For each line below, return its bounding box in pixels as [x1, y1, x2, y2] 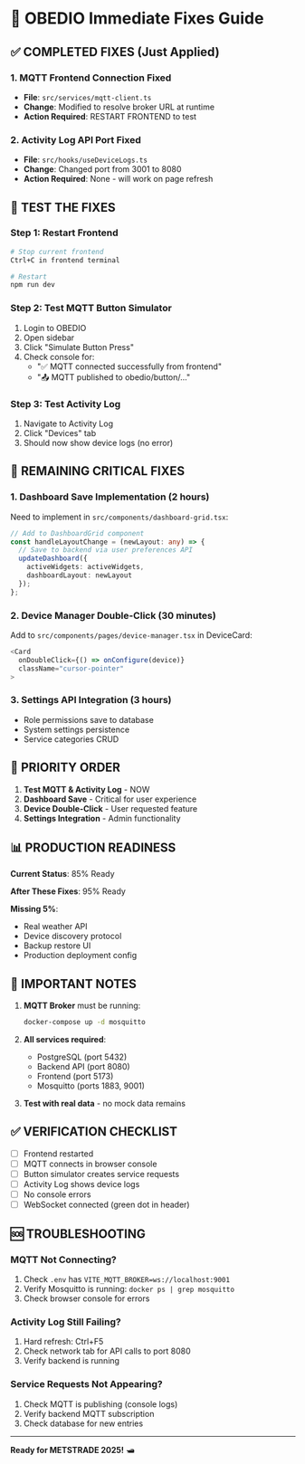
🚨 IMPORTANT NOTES [10, 976, 137, 992]
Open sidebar [23, 332, 75, 343]
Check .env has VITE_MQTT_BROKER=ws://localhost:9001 [23, 1273, 230, 1284]
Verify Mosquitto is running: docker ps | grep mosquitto [23, 1283, 234, 1294]
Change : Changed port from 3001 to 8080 [23, 164, 182, 175]
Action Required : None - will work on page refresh [23, 174, 214, 185]
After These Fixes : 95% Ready [10, 886, 126, 897]
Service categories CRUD [23, 733, 119, 745]
